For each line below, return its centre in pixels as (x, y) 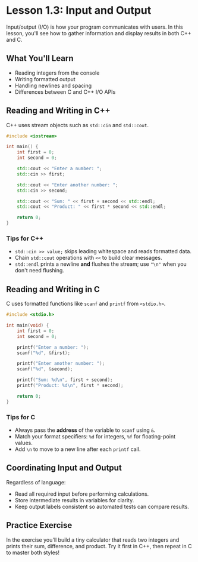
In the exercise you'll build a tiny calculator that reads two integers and (93, 540)
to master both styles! (33, 552)
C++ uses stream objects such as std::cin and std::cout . (77, 125)
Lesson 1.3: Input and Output (79, 10)
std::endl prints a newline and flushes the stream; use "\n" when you (101, 264)
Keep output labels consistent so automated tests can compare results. (102, 506)
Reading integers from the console (57, 73)
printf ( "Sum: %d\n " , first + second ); (65, 380)
